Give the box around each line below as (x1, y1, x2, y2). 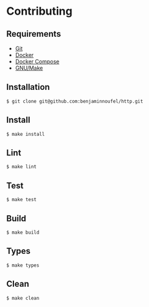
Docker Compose (15, 58, 60, 65)
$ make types (6, 262, 40, 268)
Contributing (6, 4, 73, 18)
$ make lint (6, 164, 37, 170)
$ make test (6, 197, 37, 203)
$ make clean (6, 295, 40, 301)
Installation (6, 82, 50, 92)
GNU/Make (15, 64, 43, 72)
